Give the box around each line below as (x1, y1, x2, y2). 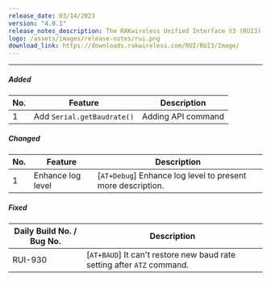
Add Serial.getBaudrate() (33, 111, 135, 122)
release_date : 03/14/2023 (8, 11, 95, 20)
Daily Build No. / (14, 225, 77, 237)
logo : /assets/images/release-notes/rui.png (8, 34, 161, 43)
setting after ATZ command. (85, 259, 190, 271)
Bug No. (29, 236, 61, 247)
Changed (8, 133, 40, 143)
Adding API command (141, 111, 224, 122)
